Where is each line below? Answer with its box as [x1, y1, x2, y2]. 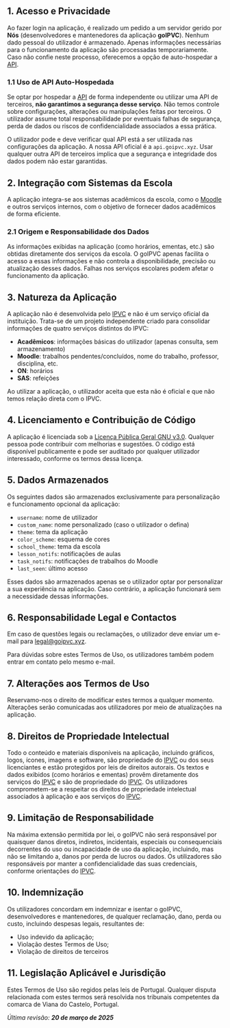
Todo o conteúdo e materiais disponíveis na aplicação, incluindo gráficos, [7, 749, 215, 757]
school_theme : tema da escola [16, 542, 101, 551]
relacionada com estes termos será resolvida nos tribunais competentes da [7, 992, 220, 1001]
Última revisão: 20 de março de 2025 [7, 1013, 114, 1021]
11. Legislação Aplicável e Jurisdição [7, 967, 166, 979]
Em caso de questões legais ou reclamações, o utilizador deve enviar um [7, 630, 213, 638]
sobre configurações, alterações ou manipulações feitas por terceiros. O [7, 108, 212, 116]
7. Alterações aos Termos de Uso [7, 678, 150, 689]
